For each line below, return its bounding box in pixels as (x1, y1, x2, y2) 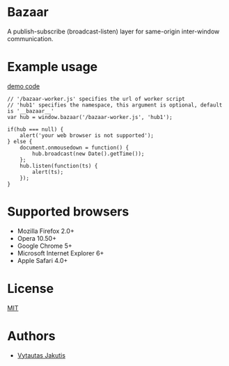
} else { (7, 138, 33, 145)
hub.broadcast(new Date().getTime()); (32, 150, 145, 157)
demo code (7, 81, 40, 90)
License (7, 281, 54, 296)
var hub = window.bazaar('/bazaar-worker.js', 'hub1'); (7, 113, 173, 120)
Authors (7, 328, 56, 344)
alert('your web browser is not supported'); (19, 132, 155, 139)
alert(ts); (32, 168, 64, 175)
